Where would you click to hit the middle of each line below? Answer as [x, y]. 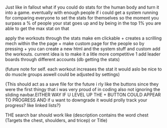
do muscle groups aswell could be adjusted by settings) [63, 74]
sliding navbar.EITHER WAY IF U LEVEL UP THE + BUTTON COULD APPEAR [83, 95]
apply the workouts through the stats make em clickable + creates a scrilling [83, 38]
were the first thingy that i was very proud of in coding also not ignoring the [83, 89]
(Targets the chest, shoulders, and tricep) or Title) [56, 120]
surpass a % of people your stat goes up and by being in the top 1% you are [83, 23]
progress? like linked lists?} [33, 105]
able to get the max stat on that [37, 28]
